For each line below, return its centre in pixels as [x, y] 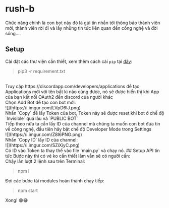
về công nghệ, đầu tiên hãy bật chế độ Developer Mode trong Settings [78, 129]
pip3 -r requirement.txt [41, 71]
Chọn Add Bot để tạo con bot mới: [41, 102]
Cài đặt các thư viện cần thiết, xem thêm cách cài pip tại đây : [69, 61]
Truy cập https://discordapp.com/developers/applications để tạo [72, 86]
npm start [27, 190]
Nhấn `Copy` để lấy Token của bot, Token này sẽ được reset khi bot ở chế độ [85, 113]
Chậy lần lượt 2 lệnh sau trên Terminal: [45, 161]
